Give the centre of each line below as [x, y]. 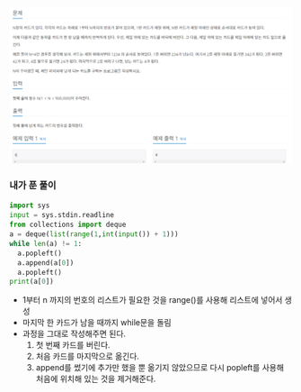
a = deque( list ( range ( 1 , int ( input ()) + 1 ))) [94, 234]
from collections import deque [68, 225]
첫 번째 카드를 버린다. [73, 345]
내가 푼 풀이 [33, 186]
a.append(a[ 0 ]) [46, 263]
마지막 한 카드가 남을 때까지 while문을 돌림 [97, 323]
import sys [30, 205]
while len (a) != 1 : [46, 243]
